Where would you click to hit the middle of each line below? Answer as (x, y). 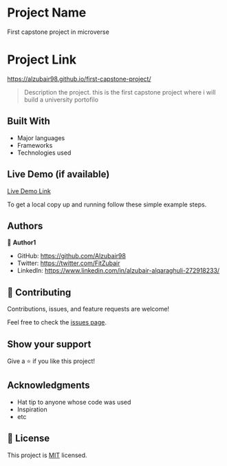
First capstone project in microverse (58, 32)
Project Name (47, 13)
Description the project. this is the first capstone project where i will (120, 92)
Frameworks (35, 145)
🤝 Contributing (39, 292)
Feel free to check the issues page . (57, 322)
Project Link (42, 60)
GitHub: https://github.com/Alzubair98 (71, 256)
